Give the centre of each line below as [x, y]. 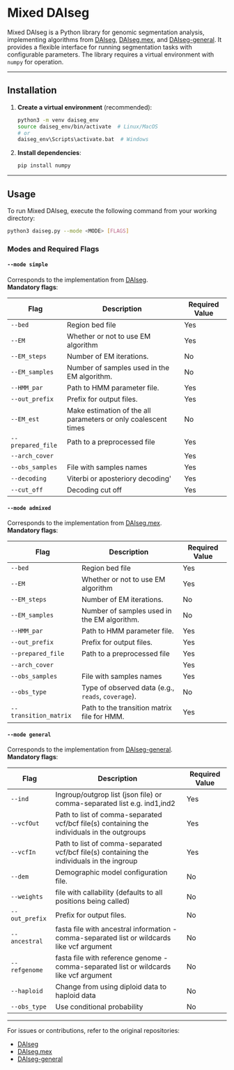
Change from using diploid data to [111, 987]
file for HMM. [103, 717]
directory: [21, 218]
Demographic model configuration [111, 872]
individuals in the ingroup [96, 861]
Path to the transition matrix [126, 708]
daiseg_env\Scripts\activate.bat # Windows [83, 140]
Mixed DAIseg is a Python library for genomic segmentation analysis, [106, 32]
